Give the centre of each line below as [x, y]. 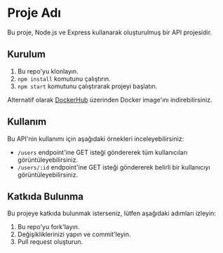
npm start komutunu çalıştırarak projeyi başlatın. [87, 86]
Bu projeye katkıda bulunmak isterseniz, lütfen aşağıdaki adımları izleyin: [111, 213]
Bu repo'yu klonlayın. [48, 71]
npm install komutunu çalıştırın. [64, 78]
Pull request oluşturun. [50, 242]
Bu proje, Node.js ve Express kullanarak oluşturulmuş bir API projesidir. [110, 32]
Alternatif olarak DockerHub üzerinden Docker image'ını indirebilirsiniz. [110, 100]
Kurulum [27, 54]
